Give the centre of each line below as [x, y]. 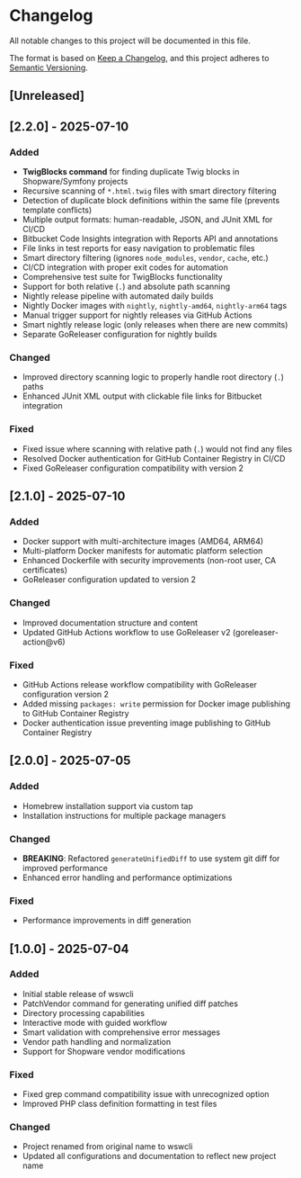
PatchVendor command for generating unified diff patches [130, 1003]
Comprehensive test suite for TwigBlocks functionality [122, 277]
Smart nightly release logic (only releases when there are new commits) [155, 325]
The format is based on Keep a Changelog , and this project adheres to [139, 58]
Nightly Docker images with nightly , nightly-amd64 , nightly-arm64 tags [155, 306]
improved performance [65, 868]
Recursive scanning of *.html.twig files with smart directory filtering [149, 191]
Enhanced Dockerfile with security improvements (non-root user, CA [149, 561]
